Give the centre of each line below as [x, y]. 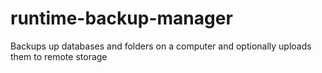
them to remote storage [59, 56]
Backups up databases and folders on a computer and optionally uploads [161, 46]
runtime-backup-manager [121, 18]
